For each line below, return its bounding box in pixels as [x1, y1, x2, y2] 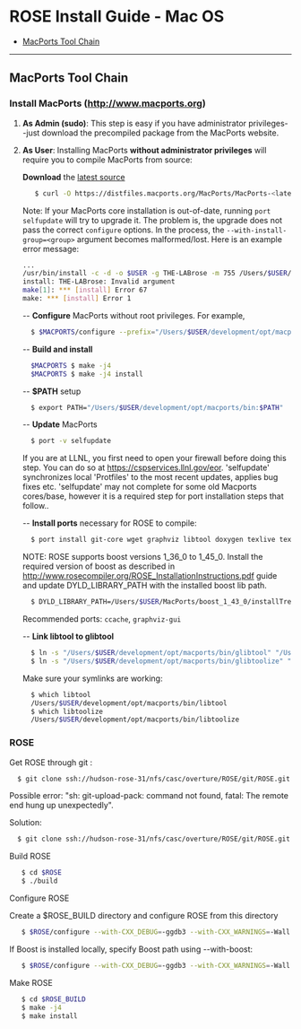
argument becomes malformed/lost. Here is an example [76, 233, 282, 244]
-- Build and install [21, 344, 93, 354]
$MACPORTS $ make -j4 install [30, 370, 143, 379]
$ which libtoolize [30, 707, 103, 716]
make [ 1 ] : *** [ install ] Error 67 [21, 285, 148, 295]
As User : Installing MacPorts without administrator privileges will [21, 144, 267, 155]
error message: [21, 243, 79, 254]
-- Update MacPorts [21, 419, 99, 430]
